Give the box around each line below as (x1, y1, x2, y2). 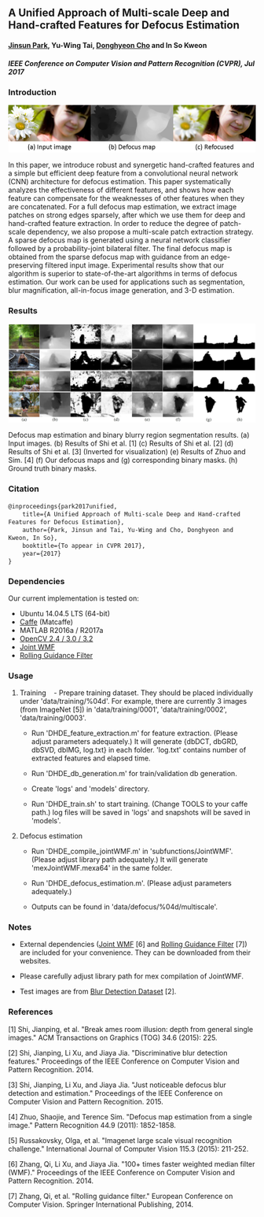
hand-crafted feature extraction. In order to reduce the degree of (8, 219, 218, 228)
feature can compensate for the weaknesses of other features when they (8, 194, 245, 203)
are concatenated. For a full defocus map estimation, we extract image (8, 202, 237, 212)
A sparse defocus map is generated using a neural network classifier (8, 235, 231, 245)
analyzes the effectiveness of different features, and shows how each (8, 185, 234, 195)
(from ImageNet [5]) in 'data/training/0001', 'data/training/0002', (19, 705, 228, 715)
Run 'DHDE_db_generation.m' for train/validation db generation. (31, 769, 237, 779)
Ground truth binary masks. (8, 464, 97, 473)
